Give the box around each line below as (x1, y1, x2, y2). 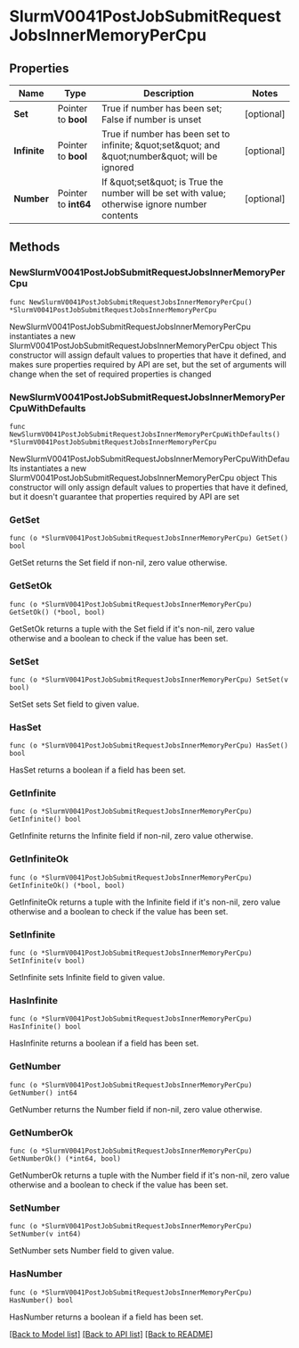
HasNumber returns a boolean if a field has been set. (9, 1311, 204, 1322)
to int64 (57, 198, 92, 211)
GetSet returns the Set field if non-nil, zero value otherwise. (9, 558, 228, 568)
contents (101, 210, 139, 221)
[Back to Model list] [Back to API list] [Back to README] (9, 1328, 214, 1339)
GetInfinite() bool (9, 815, 82, 824)
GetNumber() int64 (9, 1088, 77, 1097)
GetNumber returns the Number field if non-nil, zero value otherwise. (9, 1104, 263, 1114)
